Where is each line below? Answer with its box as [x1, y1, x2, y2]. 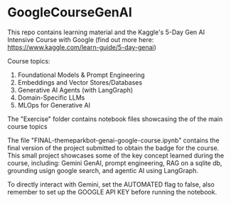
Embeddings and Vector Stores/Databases [17, 78, 143, 86]
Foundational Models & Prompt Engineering [17, 71, 145, 79]
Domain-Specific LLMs [17, 93, 85, 102]
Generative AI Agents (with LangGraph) [17, 85, 134, 94]
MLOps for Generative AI [17, 100, 91, 109]
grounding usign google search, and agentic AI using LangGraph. [7, 166, 199, 175]
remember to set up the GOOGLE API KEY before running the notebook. [7, 187, 217, 196]
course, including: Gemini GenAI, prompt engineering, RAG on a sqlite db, [7, 158, 222, 167]
